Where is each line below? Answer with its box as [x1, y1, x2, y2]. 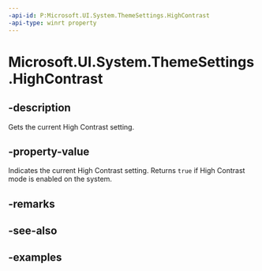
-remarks [8, 197, 55, 210]
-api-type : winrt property [8, 19, 97, 27]
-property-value [8, 145, 90, 158]
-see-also [8, 224, 58, 238]
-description [8, 101, 71, 115]
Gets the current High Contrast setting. [8, 122, 135, 131]
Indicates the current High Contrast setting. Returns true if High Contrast [8, 166, 245, 175]
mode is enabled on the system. [8, 175, 113, 184]
